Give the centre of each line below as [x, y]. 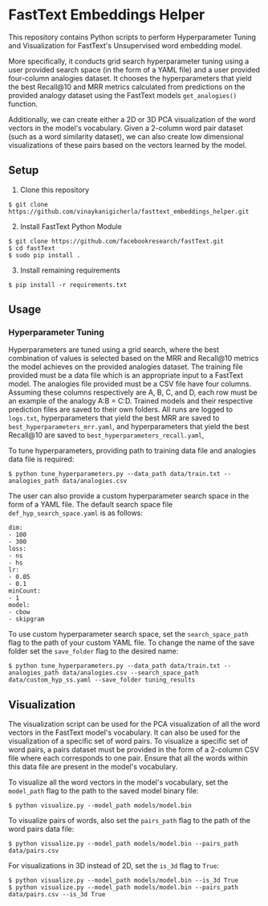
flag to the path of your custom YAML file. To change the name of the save [132, 643]
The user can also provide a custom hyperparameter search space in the [129, 496]
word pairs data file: [41, 829]
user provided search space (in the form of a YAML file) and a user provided [134, 69]
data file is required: [41, 459]
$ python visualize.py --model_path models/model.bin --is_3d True [124, 881]
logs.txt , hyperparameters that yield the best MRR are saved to [114, 418]
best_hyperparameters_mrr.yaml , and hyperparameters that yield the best [129, 427]
